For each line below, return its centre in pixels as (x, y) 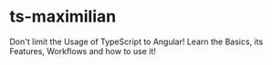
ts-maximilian (63, 17)
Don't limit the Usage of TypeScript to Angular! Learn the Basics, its (136, 42)
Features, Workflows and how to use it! (83, 51)
